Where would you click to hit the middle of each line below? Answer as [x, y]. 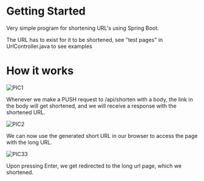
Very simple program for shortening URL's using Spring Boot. [83, 28]
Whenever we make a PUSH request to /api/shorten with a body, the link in [100, 99]
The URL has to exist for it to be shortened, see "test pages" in [85, 39]
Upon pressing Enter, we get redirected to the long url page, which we [94, 166]
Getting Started [46, 11]
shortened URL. [26, 112]
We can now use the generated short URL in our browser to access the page [102, 135]
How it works [40, 71]
